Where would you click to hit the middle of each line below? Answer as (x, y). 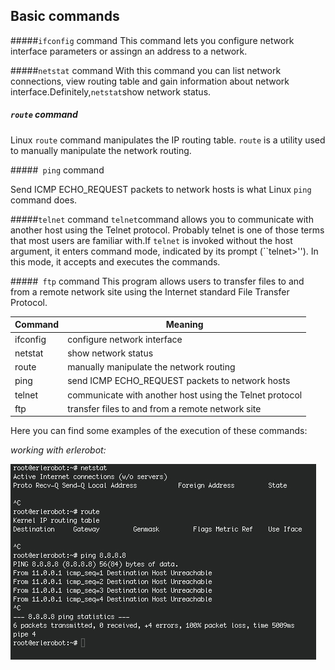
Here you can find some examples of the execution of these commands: (159, 431)
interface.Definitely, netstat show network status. (111, 91)
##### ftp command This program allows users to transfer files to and (157, 281)
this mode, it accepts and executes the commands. (115, 261)
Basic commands (65, 16)
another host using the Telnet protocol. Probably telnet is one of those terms (167, 230)
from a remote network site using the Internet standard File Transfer (150, 291)
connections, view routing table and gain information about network (150, 81)
